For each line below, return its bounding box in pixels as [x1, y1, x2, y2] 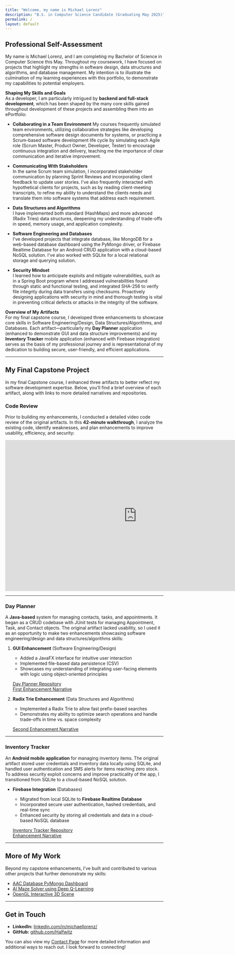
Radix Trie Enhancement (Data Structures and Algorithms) [12, 696, 135, 702]
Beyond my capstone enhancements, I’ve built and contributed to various [5, 865, 157, 871]
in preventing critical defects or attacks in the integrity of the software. [12, 299, 159, 305]
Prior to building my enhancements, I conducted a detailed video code [5, 414, 151, 420]
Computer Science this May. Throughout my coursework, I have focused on [5, 59, 162, 65]
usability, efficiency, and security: [5, 430, 75, 436]
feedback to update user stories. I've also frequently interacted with [12, 179, 153, 185]
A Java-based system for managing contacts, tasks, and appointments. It [5, 614, 158, 620]
